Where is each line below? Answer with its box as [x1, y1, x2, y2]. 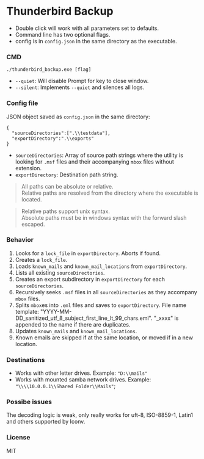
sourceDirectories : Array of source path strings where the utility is [15, 151, 183, 159]
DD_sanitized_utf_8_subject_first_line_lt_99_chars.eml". [15, 314, 153, 322]
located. [21, 195, 42, 203]
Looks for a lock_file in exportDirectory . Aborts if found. [15, 249, 161, 257]
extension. [15, 164, 42, 172]
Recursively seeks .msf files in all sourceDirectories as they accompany [15, 288, 197, 295]
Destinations [6, 355, 45, 364]
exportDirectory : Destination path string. [15, 171, 118, 178]
